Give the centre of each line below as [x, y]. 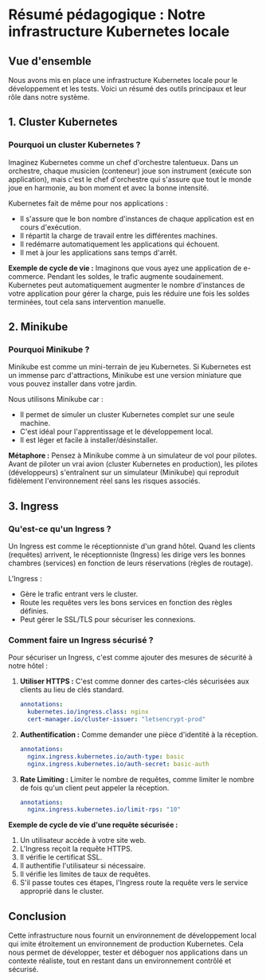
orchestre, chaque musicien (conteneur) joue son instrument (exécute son [130, 171]
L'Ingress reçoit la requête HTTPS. [76, 849]
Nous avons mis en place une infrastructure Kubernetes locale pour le [123, 80]
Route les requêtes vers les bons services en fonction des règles [126, 603]
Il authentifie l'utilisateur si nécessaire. [82, 866]
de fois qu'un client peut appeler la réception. [94, 788]
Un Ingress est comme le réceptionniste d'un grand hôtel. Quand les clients [132, 546]
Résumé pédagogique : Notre [107, 15]
